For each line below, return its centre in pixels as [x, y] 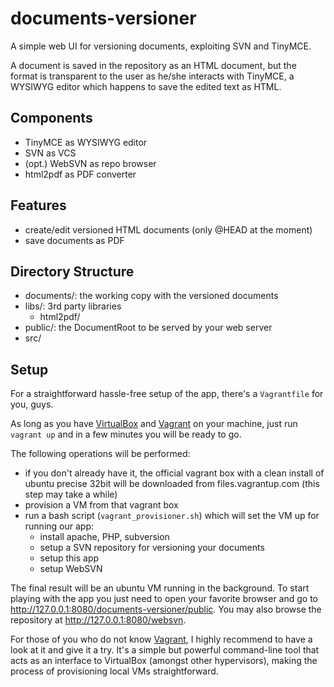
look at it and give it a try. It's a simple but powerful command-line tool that [165, 650]
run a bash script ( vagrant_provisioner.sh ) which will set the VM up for [172, 516]
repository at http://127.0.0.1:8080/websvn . [98, 620]
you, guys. [32, 404]
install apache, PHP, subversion [104, 537]
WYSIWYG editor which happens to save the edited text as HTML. [146, 86]
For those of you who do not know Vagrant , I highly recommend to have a [161, 639]
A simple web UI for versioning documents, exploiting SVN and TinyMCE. [161, 46]
